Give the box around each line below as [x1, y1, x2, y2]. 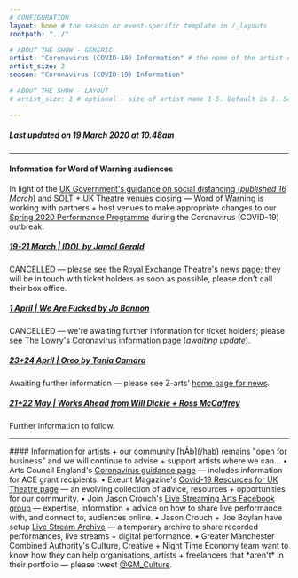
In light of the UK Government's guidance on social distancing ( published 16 [9, 183, 286, 194]
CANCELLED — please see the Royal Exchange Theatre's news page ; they [9, 264, 281, 274]
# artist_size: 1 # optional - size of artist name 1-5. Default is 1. [9, 94, 279, 103]
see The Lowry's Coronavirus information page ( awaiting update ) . [9, 335, 251, 345]
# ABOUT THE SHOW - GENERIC [9, 45, 114, 54]
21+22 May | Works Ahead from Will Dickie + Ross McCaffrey [9, 398, 241, 408]
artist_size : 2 [9, 62, 66, 71]
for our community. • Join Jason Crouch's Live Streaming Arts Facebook [9, 493, 275, 503]
